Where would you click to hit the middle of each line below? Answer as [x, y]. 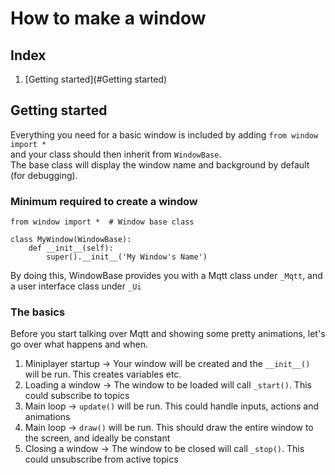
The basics [38, 312]
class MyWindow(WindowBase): [71, 240]
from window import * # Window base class [102, 222]
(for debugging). [44, 175]
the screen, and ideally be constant [97, 438]
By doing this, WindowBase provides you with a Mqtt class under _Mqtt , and [166, 276]
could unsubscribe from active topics [101, 459]
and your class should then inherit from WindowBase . [116, 154]
